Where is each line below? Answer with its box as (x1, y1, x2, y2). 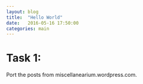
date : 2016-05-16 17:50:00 (6, 20, 79, 26)
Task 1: (6, 52, 41, 65)
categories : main (6, 25, 50, 32)
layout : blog (6, 8, 39, 15)
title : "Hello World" (6, 14, 63, 20)
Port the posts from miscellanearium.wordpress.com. (6, 71, 138, 79)
